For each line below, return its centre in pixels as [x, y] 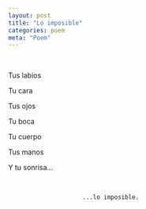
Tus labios [25, 75]
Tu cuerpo [25, 137]
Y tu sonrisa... [31, 168]
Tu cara [21, 91]
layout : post [30, 15]
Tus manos [26, 152]
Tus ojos [22, 106]
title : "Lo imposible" [45, 23]
